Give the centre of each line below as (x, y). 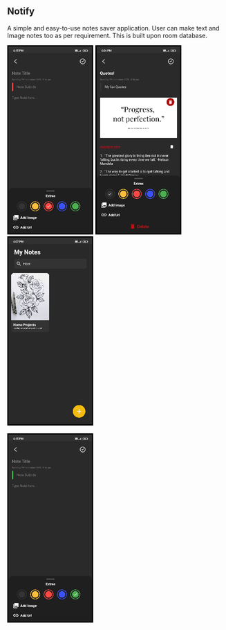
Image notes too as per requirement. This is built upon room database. (107, 35)
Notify (21, 11)
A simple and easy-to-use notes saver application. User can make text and (113, 28)
